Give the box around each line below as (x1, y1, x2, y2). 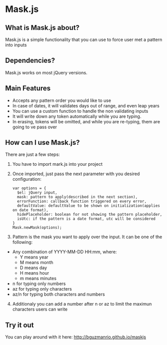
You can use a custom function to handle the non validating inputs (12, 108, 149, 114)
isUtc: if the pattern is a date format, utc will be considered (17, 216, 156, 222)
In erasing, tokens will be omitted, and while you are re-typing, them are (12, 118, 161, 124)
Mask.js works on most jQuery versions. (5, 69, 88, 75)
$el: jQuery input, (17, 190, 57, 195)
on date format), (12, 208, 49, 213)
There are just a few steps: (5, 151, 60, 158)
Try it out (5, 321, 34, 329)
